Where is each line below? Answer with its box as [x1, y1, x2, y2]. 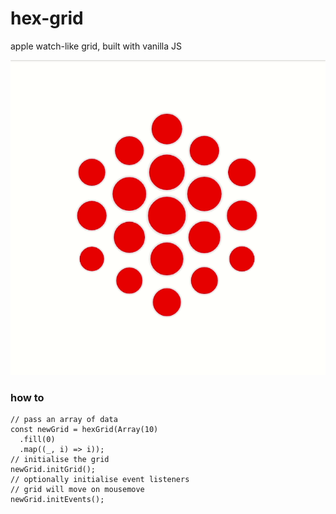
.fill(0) [19, 435, 56, 445]
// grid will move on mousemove [10, 485, 145, 495]
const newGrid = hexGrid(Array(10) [10, 425, 159, 435]
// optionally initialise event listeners [10, 475, 190, 485]
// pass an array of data [10, 415, 118, 425]
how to [10, 390, 45, 404]
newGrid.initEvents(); [10, 495, 105, 505]
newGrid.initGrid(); [10, 465, 97, 475]
